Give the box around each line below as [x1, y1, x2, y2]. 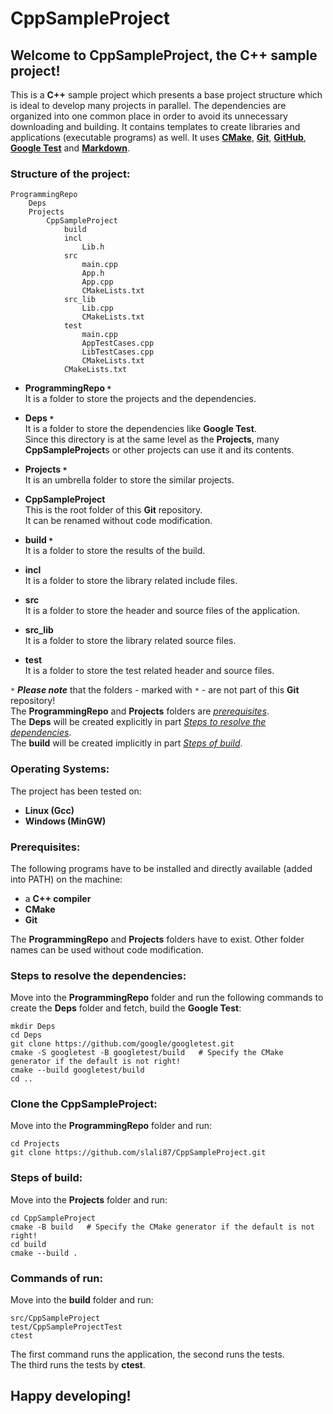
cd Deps [10, 1030, 43, 1041]
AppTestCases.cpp [81, 338, 155, 349]
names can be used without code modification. [10, 943, 204, 956]
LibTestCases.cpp [81, 347, 155, 357]
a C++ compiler [24, 892, 92, 904]
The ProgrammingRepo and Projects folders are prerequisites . [10, 705, 270, 717]
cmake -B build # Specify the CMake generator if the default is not [10, 1222, 315, 1232]
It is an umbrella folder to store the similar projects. [24, 474, 235, 486]
